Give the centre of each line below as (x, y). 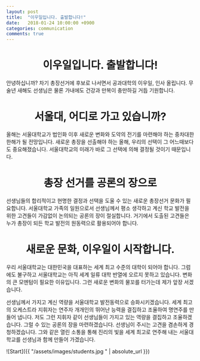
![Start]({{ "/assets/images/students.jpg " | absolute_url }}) (78, 351)
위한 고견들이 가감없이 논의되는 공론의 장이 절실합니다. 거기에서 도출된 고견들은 (98, 215)
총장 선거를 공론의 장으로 (100, 183)
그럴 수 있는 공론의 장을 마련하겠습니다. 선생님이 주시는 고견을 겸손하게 (106, 324)
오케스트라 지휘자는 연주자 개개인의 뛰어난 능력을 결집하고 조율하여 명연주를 (100, 309)
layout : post (22, 12)
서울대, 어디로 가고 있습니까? (100, 117)
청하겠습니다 (21, 332)
